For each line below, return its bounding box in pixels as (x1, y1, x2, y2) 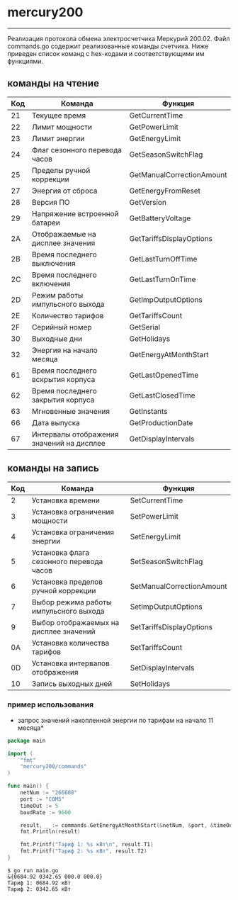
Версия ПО (31, 197, 70, 207)
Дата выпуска (31, 417, 80, 427)
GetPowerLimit (129, 122, 178, 132)
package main (7, 737, 46, 744)
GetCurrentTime (129, 111, 183, 120)
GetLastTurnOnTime (129, 274, 196, 284)
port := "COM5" (20, 795, 65, 803)
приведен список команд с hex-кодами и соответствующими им (7, 49, 205, 57)
